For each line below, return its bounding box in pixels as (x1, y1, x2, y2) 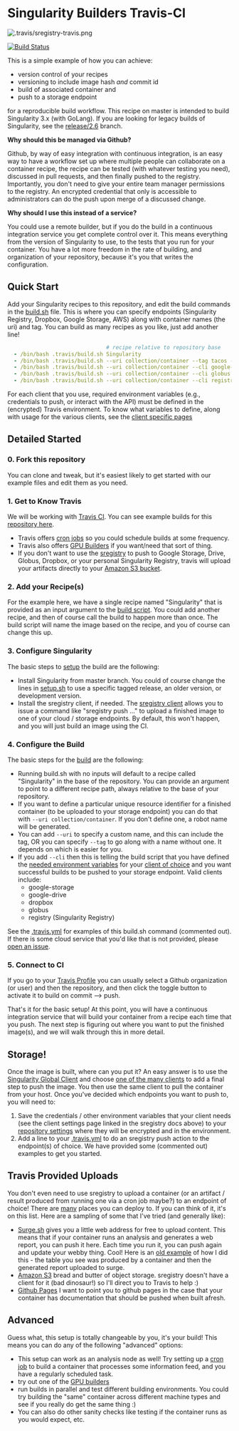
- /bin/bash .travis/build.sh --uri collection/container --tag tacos (14, 357, 228, 364)
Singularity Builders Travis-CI (7, 5, 186, 21)
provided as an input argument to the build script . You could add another (7, 606, 221, 614)
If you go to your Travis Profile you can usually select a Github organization (7, 976, 228, 985)
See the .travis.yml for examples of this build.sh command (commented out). (7, 926, 232, 935)
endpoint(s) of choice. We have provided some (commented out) (17, 1142, 208, 1150)
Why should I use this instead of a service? (7, 208, 137, 217)
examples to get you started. (17, 1149, 102, 1157)
